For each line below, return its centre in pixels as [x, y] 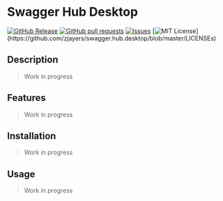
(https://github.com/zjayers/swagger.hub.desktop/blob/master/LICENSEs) [111, 38]
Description [33, 60]
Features [26, 98]
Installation [32, 135]
